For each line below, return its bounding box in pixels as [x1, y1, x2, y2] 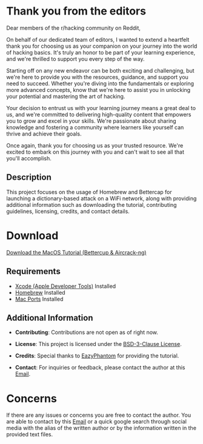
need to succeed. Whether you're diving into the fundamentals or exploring [6, 80, 195, 87]
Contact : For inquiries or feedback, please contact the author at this [15, 364, 186, 371]
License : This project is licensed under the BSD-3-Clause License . [15, 341, 182, 348]
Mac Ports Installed [15, 295, 64, 302]
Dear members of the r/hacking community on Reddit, [6, 24, 141, 31]
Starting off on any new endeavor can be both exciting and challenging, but [6, 67, 195, 74]
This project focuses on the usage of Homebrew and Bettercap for [6, 188, 172, 195]
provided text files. [6, 431, 53, 438]
